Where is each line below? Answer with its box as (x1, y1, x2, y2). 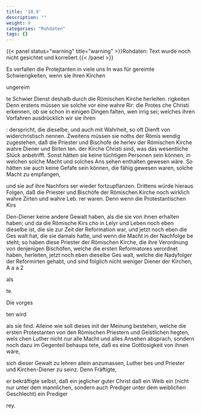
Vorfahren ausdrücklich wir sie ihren (6, 115, 96, 122)
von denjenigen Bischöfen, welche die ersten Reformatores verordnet (6, 245, 178, 252)
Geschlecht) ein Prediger (6, 390, 68, 398)
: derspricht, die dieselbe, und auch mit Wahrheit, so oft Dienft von (6, 126, 170, 133)
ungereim (6, 83, 30, 91)
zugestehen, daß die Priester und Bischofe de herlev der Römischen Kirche (6, 139, 193, 146)
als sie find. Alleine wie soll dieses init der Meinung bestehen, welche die (6, 323, 187, 330)
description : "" (6, 14, 47, 20)
